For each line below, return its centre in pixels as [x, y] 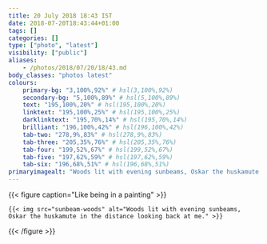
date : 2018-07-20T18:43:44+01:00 [64, 23]
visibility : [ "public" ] [48, 53]
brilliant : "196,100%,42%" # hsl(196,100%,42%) [103, 127]
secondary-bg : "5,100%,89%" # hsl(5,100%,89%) [102, 98]
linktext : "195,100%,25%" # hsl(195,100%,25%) [102, 113]
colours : [23, 82]
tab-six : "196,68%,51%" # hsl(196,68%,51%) [96, 165]
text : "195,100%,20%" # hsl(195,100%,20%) [94, 105]
